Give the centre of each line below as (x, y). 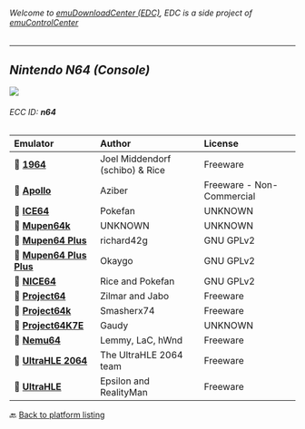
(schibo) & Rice (133, 171)
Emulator (34, 143)
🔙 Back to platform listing (57, 415)
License (221, 143)
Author (115, 143)
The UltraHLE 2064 (141, 356)
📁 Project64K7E (49, 326)
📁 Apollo (33, 190)
